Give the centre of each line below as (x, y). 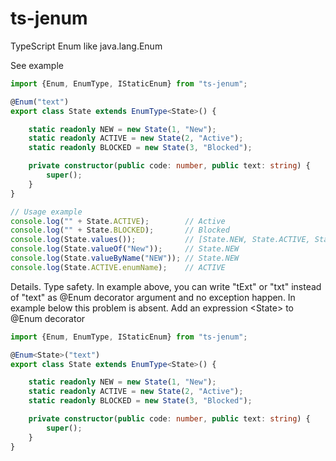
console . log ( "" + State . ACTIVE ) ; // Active (118, 221)
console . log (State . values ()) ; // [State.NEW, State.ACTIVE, (160, 240)
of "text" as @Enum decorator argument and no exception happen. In (153, 297)
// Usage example (46, 212)
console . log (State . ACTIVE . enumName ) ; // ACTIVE (118, 267)
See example (37, 65)
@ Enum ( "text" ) (40, 102)
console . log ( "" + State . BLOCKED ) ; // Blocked (120, 230)
